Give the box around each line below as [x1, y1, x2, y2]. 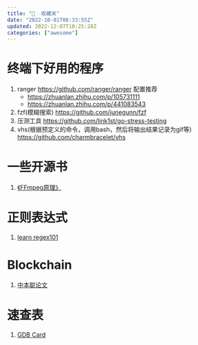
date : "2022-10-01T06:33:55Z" [7, 16, 94, 23]
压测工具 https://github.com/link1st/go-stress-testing [16, 117, 167, 125]
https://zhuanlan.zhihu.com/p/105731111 [27, 93, 140, 101]
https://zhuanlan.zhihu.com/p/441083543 [27, 100, 146, 109]
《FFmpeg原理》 [16, 183, 62, 192]
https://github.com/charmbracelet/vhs [16, 133, 126, 142]
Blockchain [7, 257, 72, 273]
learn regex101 [16, 233, 58, 241]
